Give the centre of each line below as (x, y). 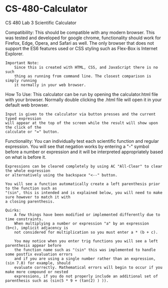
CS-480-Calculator (46, 9)
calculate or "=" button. (32, 132)
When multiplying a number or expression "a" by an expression (82, 223)
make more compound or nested (37, 272)
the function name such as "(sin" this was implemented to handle (85, 250)
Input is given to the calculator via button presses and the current (80, 114)
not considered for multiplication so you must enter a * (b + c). (86, 232)
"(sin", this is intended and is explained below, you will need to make (84, 193)
